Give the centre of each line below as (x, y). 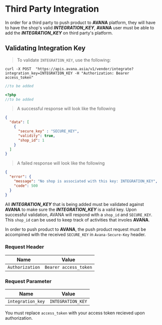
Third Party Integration (52, 9)
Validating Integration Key (45, 48)
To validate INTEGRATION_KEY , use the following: (64, 60)
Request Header (25, 247)
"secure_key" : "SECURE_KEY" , (48, 131)
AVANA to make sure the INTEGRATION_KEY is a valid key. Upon (71, 209)
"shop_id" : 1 (31, 140)
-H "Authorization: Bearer (102, 73)
